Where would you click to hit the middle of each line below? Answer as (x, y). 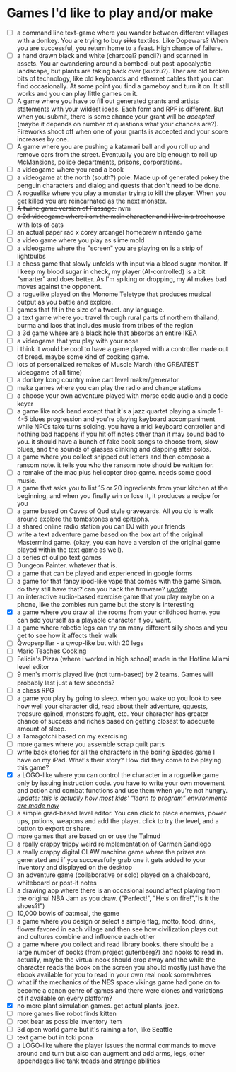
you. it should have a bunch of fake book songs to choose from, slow (117, 442)
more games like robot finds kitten (67, 1013)
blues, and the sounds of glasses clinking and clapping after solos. (114, 449)
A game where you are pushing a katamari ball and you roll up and (113, 147)
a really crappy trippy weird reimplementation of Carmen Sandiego (114, 844)
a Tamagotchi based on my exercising (72, 736)
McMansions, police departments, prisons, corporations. (99, 162)
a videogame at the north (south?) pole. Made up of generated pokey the (123, 177)
